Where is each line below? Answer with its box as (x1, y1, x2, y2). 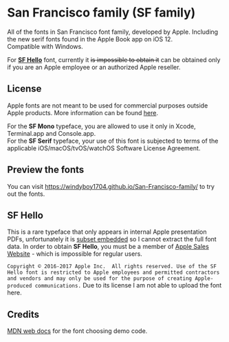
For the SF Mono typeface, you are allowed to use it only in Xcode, (7, 122, 196, 130)
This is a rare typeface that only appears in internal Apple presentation (7, 228, 207, 236)
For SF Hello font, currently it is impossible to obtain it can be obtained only (7, 55, 221, 63)
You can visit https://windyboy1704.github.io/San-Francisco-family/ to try (7, 182, 215, 190)
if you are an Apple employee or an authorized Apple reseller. (7, 63, 181, 71)
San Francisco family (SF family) (7, 5, 196, 21)
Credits (7, 308, 40, 320)
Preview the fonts (7, 164, 85, 176)
